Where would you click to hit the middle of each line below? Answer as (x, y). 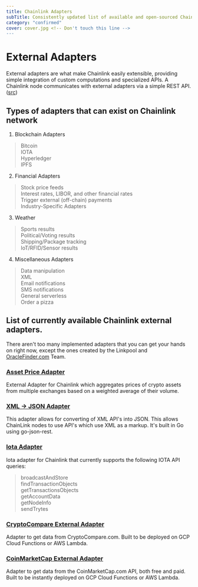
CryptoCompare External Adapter (55, 524)
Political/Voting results (48, 235)
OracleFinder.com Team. (36, 356)
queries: (16, 466)
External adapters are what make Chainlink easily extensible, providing (92, 74)
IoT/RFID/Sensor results (49, 248)
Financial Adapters (37, 176)
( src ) (12, 93)
